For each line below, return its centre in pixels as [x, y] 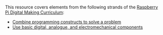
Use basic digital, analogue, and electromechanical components [78, 27]
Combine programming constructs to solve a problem [67, 22]
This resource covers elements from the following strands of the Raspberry [81, 7]
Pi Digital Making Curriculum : [35, 12]
